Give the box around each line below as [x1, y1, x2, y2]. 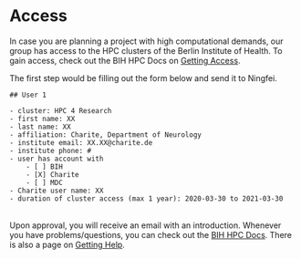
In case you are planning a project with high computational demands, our [9, 36, 285, 47]
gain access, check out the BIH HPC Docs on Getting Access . [9, 55, 241, 66]
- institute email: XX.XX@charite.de [9, 138, 153, 147]
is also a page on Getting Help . [9, 239, 125, 250]
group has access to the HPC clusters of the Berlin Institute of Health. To [9, 45, 283, 56]
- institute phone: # [9, 146, 92, 155]
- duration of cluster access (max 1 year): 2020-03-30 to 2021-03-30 [9, 193, 284, 203]
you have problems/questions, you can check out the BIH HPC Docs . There [9, 229, 293, 240]
